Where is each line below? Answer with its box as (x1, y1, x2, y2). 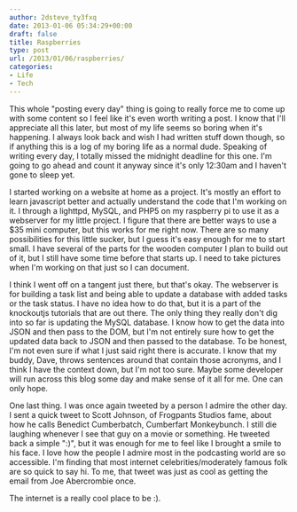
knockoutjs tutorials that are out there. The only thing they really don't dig (9, 307, 277, 318)
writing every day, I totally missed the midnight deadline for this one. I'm (9, 150, 272, 161)
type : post (9, 46, 50, 55)
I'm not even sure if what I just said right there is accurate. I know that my (9, 345, 277, 356)
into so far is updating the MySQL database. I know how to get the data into (9, 317, 285, 327)
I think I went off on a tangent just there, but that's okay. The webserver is (9, 279, 279, 289)
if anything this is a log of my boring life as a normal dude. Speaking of (9, 141, 268, 152)
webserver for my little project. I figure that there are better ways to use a (9, 215, 277, 225)
